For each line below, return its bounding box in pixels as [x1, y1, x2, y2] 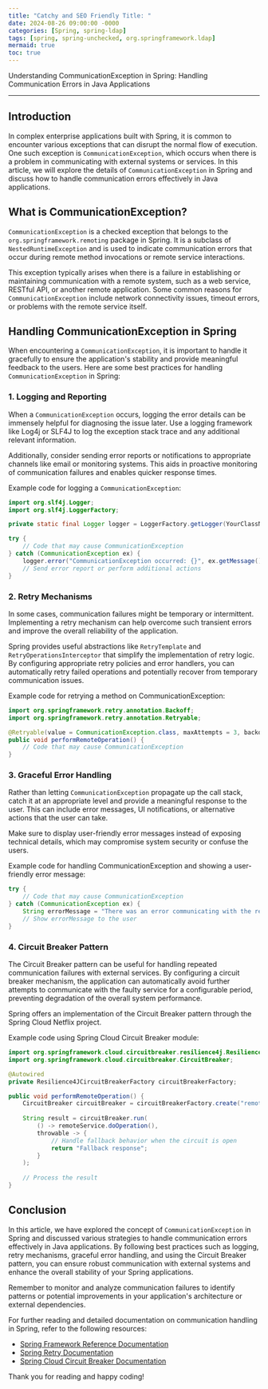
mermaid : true [8, 42, 56, 50]
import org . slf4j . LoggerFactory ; [8, 505, 120, 514]
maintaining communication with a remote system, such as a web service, [8, 276, 251, 285]
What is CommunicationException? [8, 206, 187, 219]
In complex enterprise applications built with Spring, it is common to [8, 131, 232, 141]
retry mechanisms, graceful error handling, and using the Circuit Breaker [8, 1250, 247, 1259]
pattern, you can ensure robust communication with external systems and [8, 1259, 251, 1268]
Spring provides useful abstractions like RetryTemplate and [8, 641, 202, 651]
